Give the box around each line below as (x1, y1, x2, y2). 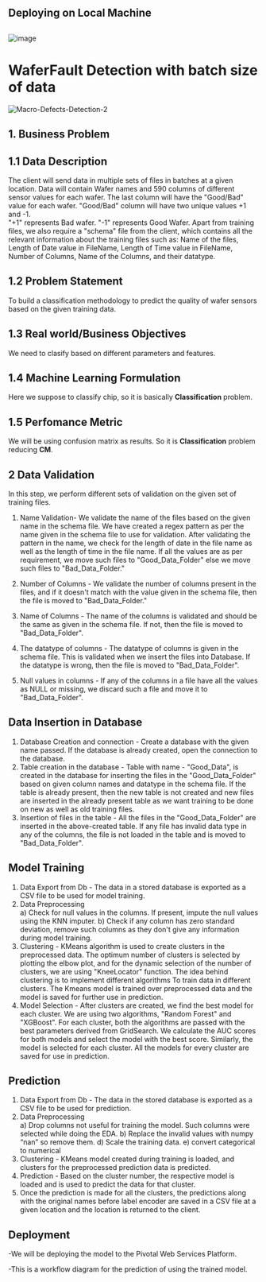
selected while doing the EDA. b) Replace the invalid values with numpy (19, 1129, 254, 1139)
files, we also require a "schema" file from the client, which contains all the (8, 226, 253, 235)
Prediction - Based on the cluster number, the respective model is (19, 1172, 235, 1181)
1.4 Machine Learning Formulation (8, 371, 181, 385)
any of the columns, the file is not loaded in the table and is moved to (19, 830, 246, 839)
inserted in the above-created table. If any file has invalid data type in (19, 821, 248, 831)
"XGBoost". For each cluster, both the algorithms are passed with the (19, 1017, 245, 1027)
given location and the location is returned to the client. (19, 1205, 201, 1214)
